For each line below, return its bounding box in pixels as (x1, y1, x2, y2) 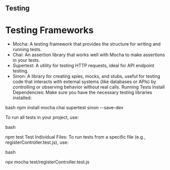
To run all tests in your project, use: (5, 114, 79, 120)
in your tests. (12, 57, 40, 63)
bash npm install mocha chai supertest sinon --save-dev (5, 105, 124, 111)
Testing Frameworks (5, 24, 94, 36)
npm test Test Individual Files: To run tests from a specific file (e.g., (5, 134, 146, 140)
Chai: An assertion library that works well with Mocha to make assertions (12, 52, 165, 58)
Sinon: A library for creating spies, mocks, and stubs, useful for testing (12, 73, 161, 79)
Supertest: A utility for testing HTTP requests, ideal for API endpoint (12, 63, 155, 69)
